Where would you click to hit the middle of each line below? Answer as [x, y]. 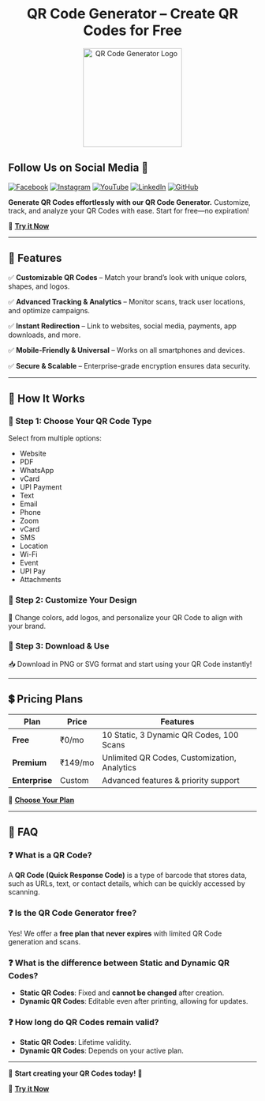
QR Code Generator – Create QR [132, 14]
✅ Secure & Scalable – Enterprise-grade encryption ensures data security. [129, 365]
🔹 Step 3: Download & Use [59, 646]
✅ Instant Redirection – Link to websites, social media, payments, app [122, 326]
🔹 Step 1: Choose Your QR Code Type [80, 421]
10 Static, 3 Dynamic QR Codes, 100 [170, 735]
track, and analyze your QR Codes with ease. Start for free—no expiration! [129, 210]
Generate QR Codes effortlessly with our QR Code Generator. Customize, [129, 202]
